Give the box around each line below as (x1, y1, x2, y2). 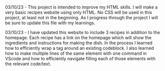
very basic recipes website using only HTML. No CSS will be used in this (5, 9, 152, 15)
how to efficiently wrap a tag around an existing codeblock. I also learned (5, 45, 154, 51)
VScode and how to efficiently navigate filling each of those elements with (5, 56, 156, 61)
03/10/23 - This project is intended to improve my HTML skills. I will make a (5, 4, 158, 10)
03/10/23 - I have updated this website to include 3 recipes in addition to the (5, 30, 160, 35)
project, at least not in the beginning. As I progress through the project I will (5, 15, 159, 20)
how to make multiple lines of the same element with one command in (5, 50, 147, 56)
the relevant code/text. (5, 61, 51, 67)
